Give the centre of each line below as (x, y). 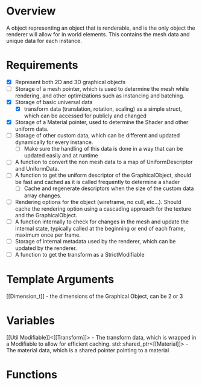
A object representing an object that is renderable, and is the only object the (101, 28)
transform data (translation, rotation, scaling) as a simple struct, (103, 109)
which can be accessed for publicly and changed (85, 116)
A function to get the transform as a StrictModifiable (80, 254)
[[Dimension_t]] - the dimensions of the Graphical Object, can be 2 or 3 (95, 296)
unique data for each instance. (44, 41)
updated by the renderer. (46, 248)
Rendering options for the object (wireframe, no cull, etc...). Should (98, 202)
